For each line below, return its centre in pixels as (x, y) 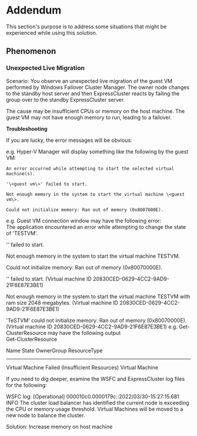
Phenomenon (31, 51)
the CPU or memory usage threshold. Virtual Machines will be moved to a (95, 409)
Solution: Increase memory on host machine (60, 427)
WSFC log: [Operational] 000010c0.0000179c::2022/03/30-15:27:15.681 (93, 396)
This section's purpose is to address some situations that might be (86, 26)
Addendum (34, 10)
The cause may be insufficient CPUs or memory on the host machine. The (96, 111)
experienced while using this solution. (52, 32)
